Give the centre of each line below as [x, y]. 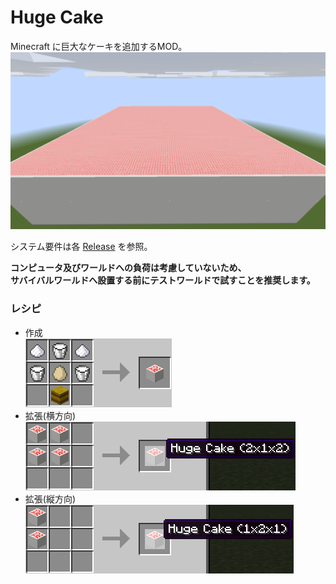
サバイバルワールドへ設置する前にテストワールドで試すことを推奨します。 [163, 280]
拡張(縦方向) [50, 498]
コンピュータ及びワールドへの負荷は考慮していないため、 [128, 268]
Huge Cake [57, 17]
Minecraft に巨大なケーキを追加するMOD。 [99, 46]
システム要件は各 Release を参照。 [81, 247]
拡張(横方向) [50, 415]
